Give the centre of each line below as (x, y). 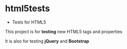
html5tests (28, 9)
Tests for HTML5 (29, 22)
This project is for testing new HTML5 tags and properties (64, 31)
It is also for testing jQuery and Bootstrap (47, 41)
